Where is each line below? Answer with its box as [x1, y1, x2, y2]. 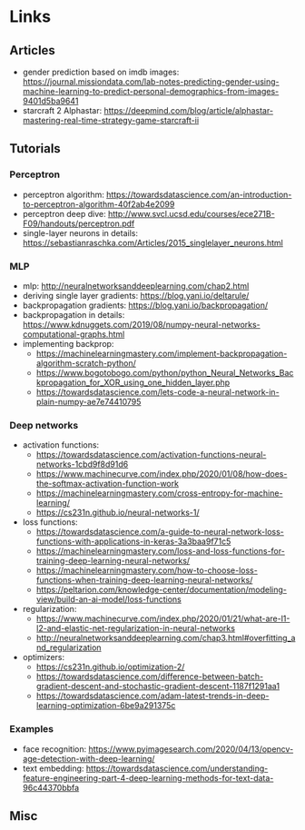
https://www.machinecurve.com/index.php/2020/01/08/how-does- [35, 469, 288, 479]
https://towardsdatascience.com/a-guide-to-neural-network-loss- [35, 527, 284, 538]
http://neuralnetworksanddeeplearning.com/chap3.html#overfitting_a [35, 633, 296, 644]
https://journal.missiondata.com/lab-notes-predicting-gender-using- [22, 76, 280, 87]
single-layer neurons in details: [22, 227, 139, 238]
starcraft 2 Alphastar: [22, 105, 103, 115]
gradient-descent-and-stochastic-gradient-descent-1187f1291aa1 [35, 681, 280, 692]
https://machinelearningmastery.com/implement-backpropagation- [35, 348, 288, 359]
